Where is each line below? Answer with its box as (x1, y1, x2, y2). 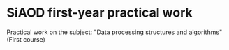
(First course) (6, 35, 46, 43)
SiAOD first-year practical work (6, 5, 193, 21)
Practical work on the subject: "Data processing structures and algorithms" (6, 28, 223, 36)
